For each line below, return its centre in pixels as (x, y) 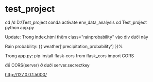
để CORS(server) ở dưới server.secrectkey (47, 65)
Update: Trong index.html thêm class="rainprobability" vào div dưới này (77, 37)
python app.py (20, 27)
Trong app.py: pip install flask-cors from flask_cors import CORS (69, 56)
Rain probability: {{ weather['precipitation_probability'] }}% (64, 46)
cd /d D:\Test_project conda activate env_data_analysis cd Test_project (76, 22)
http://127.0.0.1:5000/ (26, 74)
